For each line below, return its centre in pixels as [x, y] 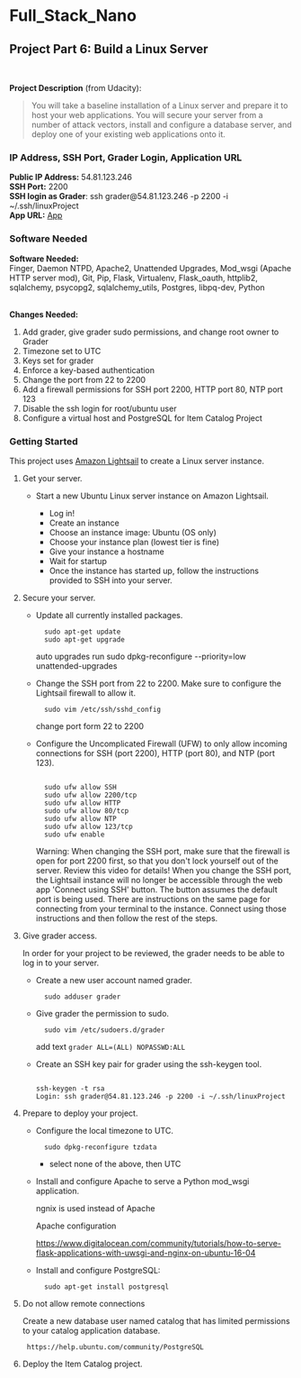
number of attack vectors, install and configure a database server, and [161, 124]
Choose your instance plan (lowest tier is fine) [134, 542]
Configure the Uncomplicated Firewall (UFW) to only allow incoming [161, 744]
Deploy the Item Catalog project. [82, 1364]
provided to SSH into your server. [111, 580]
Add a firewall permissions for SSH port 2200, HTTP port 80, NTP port [152, 389]
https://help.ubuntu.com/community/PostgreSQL [115, 1347]
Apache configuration [76, 1226]
